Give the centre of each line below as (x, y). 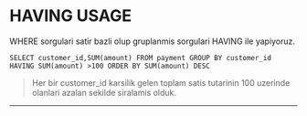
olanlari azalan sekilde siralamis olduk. (104, 92)
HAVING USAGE (71, 16)
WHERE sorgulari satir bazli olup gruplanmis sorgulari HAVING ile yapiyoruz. (152, 41)
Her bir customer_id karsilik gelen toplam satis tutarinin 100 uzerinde (161, 82)
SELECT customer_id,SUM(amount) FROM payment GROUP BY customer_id (141, 58)
